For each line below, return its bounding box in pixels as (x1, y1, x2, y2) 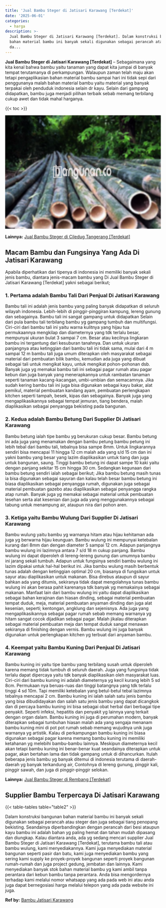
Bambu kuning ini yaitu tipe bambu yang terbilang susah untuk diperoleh (5, 662, 153, 667)
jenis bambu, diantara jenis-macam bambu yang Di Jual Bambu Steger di (5, 274, 154, 280)
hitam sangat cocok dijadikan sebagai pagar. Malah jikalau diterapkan (5, 615, 147, 622)
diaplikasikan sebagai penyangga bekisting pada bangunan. (5, 403, 127, 409)
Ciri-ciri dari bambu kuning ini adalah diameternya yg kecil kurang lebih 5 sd (5, 677, 161, 683)
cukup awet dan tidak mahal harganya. (5, 96, 84, 102)
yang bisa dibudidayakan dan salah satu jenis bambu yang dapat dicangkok (5, 698, 159, 704)
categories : (5, 18, 30, 23)
